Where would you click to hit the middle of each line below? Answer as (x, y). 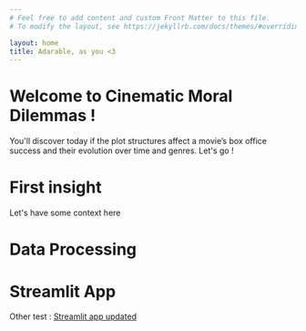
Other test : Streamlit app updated (73, 316)
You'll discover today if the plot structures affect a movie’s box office (138, 141)
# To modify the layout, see (65, 26)
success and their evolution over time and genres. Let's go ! (122, 150)
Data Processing (73, 249)
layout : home (34, 43)
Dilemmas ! (53, 116)
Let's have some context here (65, 213)
